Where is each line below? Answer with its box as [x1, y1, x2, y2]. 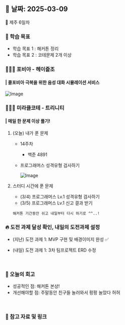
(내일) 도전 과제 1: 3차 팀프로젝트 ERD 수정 [12, 247, 96, 253]
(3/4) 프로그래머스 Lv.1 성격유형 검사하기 [20, 194, 100, 200]
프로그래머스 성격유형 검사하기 [20, 162, 80, 169]
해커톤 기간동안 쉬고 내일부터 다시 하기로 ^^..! [12, 211, 100, 216]
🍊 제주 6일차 [5, 19, 30, 25]
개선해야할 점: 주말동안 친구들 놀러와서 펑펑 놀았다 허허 [12, 289, 120, 295]
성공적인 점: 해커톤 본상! [12, 283, 60, 289]
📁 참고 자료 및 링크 [5, 313, 47, 320]
